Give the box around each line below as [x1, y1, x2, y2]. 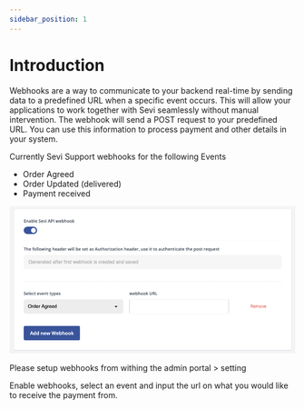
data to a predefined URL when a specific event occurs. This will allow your [9, 95, 291, 105]
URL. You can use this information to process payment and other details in [9, 124, 288, 135]
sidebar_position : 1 [9, 15, 88, 24]
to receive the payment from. [9, 390, 118, 401]
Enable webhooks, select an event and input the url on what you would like [9, 380, 289, 391]
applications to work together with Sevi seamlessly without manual [9, 105, 259, 115]
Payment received [22, 187, 91, 199]
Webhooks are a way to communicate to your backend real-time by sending [9, 85, 293, 95]
